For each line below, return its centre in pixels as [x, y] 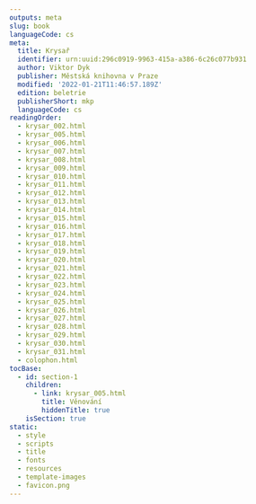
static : [24, 427]
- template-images [52, 477]
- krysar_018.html [52, 243]
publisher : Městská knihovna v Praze [88, 76]
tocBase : [26, 368]
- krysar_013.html [52, 202]
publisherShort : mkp [56, 101]
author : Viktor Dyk [54, 68]
